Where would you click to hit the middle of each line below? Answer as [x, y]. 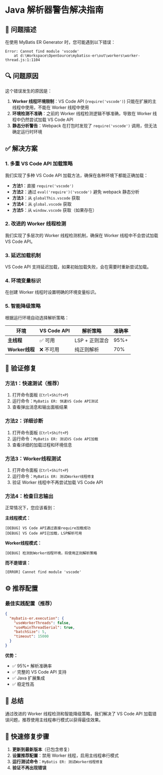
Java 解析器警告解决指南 [54, 10]
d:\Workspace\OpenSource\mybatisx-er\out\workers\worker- [80, 56]
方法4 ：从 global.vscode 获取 [42, 204]
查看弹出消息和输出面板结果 [40, 407]
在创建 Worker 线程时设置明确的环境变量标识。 [52, 292]
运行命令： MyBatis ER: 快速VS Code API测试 [55, 401]
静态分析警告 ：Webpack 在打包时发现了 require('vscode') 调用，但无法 [84, 125]
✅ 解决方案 [21, 149]
